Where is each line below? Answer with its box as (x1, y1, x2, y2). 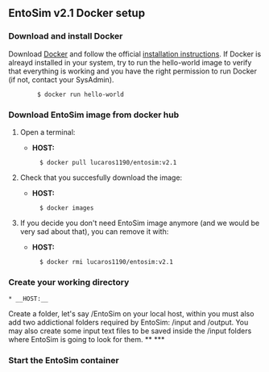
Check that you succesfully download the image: (19, 173, 183, 182)
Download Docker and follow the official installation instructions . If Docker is (8, 48, 262, 59)
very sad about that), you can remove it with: (19, 226, 169, 236)
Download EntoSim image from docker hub (8, 109, 180, 120)
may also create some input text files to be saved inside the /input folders (8, 326, 252, 336)
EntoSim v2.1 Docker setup (8, 6, 146, 20)
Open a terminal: (19, 127, 76, 136)
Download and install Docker (8, 31, 123, 42)
